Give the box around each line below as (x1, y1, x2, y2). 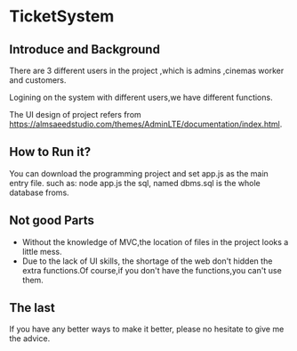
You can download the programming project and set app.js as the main (9, 167, 269, 179)
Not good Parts (9, 213, 95, 228)
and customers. (9, 75, 67, 86)
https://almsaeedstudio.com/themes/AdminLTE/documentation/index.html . (9, 118, 283, 129)
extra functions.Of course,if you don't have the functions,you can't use (21, 265, 282, 275)
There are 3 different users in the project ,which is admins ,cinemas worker (9, 65, 285, 76)
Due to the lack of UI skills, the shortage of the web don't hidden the (21, 256, 273, 266)
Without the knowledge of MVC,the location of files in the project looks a (21, 236, 289, 247)
